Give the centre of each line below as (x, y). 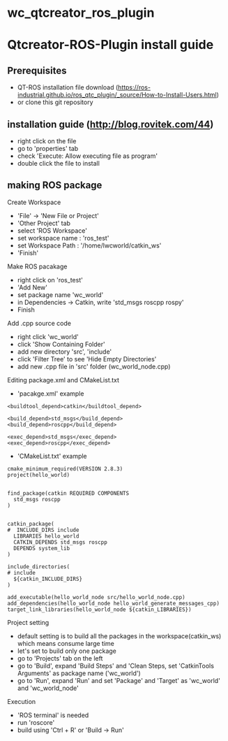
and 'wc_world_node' (48, 688)
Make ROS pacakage (37, 266)
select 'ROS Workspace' (52, 230)
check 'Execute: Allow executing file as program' (88, 156)
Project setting (28, 622)
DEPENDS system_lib (42, 548)
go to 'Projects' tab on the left (60, 658)
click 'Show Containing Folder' (61, 344)
